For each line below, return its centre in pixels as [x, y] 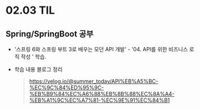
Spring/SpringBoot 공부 [50, 34]
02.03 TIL [30, 10]
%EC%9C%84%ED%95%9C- [66, 88]
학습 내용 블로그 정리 [38, 69]
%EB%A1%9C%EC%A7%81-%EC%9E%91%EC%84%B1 [99, 100]
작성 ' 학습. [34, 57]
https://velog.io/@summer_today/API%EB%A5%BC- [94, 81]
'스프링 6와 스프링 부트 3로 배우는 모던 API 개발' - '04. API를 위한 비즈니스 [101, 49]
